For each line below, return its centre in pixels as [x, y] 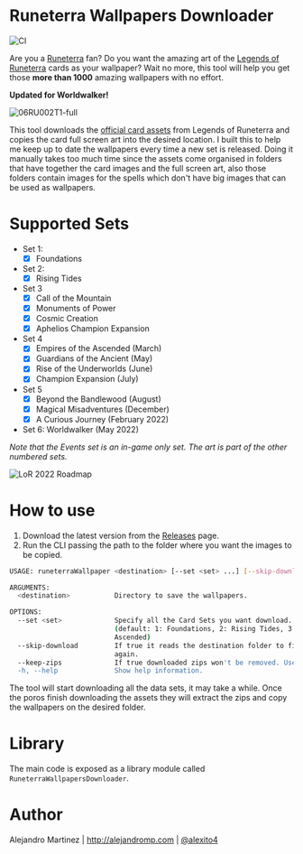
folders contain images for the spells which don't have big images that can [148, 178]
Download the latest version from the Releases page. [120, 535]
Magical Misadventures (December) [102, 409]
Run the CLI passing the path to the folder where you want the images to [157, 545]
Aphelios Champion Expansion [93, 329]
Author [36, 815]
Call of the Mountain [73, 298]
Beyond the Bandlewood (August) [99, 399]
